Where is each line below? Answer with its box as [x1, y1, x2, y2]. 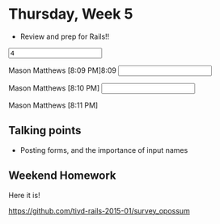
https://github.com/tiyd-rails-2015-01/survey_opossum [8, 205, 190, 215]
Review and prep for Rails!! [19, 32, 110, 41]
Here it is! [8, 190, 40, 200]
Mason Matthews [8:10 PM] [8, 82, 100, 93]
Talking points [8, 124, 82, 137]
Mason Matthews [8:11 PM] [8, 100, 99, 110]
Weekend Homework [8, 169, 116, 183]
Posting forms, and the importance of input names [19, 145, 188, 154]
